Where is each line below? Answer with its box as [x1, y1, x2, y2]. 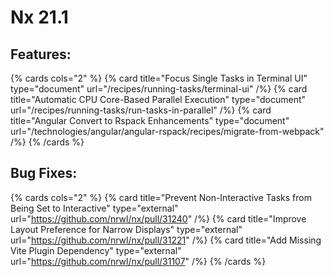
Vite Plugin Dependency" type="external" [10, 244, 182, 256]
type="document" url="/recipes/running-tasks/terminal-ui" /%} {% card [10, 83, 308, 95]
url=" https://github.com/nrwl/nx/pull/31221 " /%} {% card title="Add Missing [10, 234, 322, 246]
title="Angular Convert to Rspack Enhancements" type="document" [10, 115, 290, 126]
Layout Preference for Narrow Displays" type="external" [10, 223, 243, 235]
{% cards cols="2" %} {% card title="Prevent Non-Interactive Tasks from [10, 191, 312, 203]
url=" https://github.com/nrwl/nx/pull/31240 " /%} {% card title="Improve [10, 212, 307, 225]
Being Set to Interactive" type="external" [10, 202, 179, 214]
